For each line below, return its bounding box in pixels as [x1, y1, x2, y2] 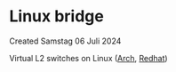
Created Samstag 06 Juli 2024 [9, 36, 122, 46]
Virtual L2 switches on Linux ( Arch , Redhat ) [9, 52, 168, 63]
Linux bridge [9, 6, 104, 27]
